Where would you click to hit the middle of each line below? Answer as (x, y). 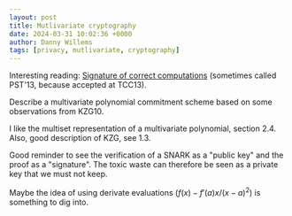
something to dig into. (49, 202)
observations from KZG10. (57, 112)
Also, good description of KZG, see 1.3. (80, 138)
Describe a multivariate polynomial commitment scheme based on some (141, 102)
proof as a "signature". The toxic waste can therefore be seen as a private (144, 165)
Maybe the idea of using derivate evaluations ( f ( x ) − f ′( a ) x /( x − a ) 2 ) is (135, 192)
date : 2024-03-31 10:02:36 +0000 (71, 34)
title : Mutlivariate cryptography (73, 26)
